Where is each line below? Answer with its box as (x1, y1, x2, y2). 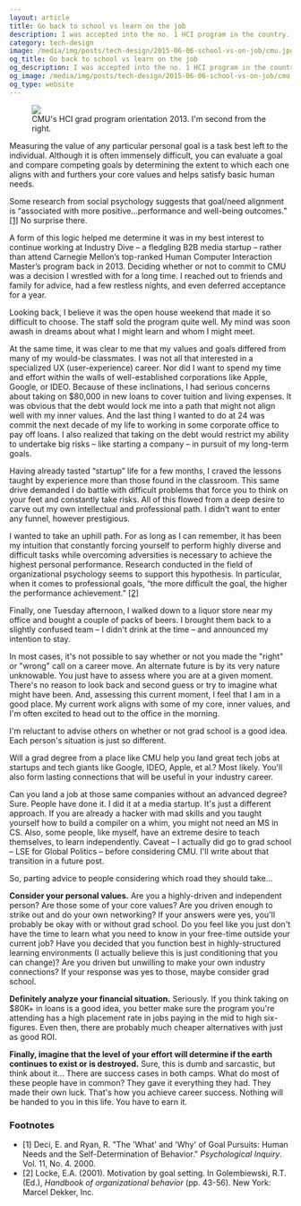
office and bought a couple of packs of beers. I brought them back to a (9, 614, 271, 625)
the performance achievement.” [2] (9, 587, 139, 598)
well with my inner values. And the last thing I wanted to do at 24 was (9, 410, 265, 421)
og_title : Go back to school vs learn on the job (9, 55, 199, 64)
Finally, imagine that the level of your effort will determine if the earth (9, 1048, 273, 1059)
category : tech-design (9, 38, 94, 48)
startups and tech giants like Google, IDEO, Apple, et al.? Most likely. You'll (9, 761, 283, 772)
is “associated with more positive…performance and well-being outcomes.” (9, 205, 288, 216)
